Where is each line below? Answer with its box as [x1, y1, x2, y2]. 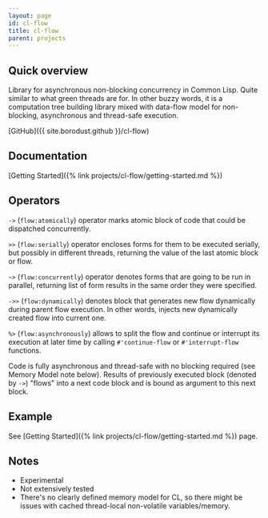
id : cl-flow [8, 19, 48, 27]
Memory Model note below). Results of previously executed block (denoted [8, 370, 257, 379]
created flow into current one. [8, 313, 106, 322]
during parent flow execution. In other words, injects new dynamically [8, 304, 238, 314]
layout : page [8, 11, 52, 20]
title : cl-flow [8, 26, 59, 34]
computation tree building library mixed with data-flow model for [8, 102, 222, 112]
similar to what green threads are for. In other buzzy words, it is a [8, 94, 223, 103]
